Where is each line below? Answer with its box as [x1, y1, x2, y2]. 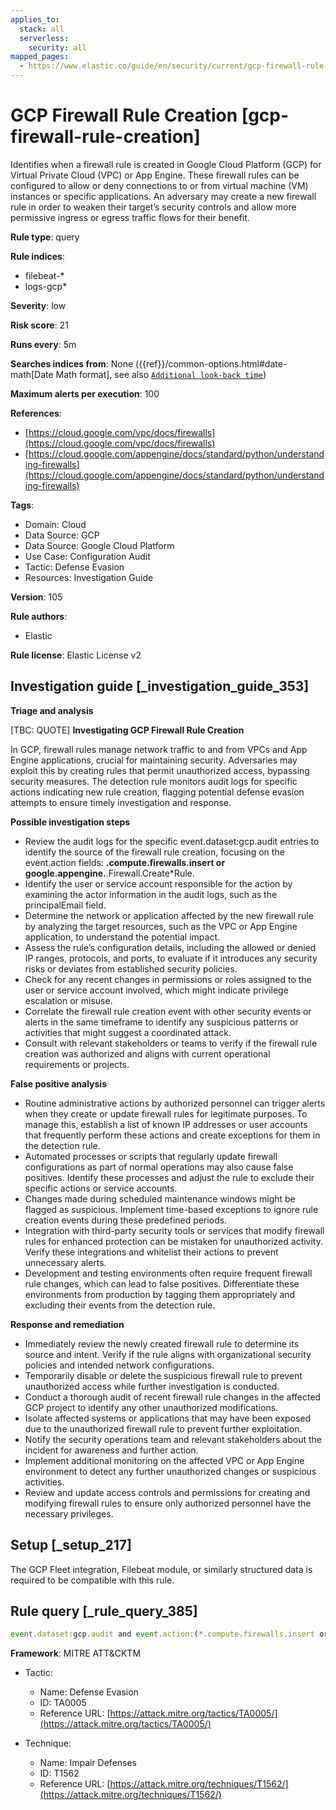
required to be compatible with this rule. [10, 1574, 175, 1586]
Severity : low [10, 299, 67, 311]
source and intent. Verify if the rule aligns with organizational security [24, 1348, 312, 1360]
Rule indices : [10, 250, 65, 262]
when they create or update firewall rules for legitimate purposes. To [24, 1107, 308, 1120]
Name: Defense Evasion [39, 1686, 139, 1698]
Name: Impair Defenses [39, 1757, 138, 1769]
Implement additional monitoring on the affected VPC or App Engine [24, 1454, 305, 1466]
